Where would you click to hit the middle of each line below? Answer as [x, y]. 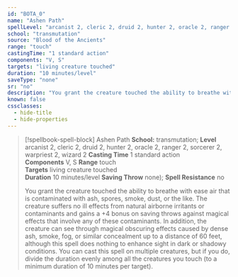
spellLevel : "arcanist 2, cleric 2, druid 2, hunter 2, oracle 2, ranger [119, 27]
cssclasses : [25, 106]
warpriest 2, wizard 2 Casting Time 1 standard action [102, 154]
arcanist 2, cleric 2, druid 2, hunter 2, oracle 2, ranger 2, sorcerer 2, [123, 147]
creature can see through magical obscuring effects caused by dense [126, 228]
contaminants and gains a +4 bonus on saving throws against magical [126, 213]
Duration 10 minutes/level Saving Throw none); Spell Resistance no [124, 177]
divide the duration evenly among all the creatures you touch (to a [121, 259]
